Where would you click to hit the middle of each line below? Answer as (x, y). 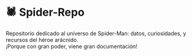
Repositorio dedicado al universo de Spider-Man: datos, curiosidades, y (96, 33)
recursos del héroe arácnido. (42, 40)
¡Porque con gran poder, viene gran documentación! (72, 46)
